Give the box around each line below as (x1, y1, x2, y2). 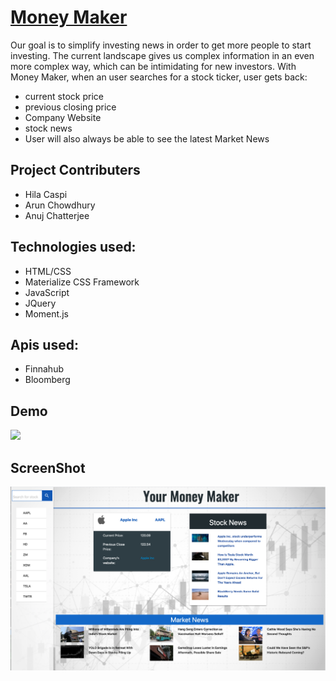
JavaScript (24, 286, 70, 298)
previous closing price (24, 101, 117, 113)
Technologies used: (10, 239, 137, 256)
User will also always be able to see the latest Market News (24, 132, 270, 145)
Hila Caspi (24, 188, 68, 200)
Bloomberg (24, 374, 71, 386)
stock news (24, 122, 73, 134)
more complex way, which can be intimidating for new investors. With (10, 60, 297, 72)
